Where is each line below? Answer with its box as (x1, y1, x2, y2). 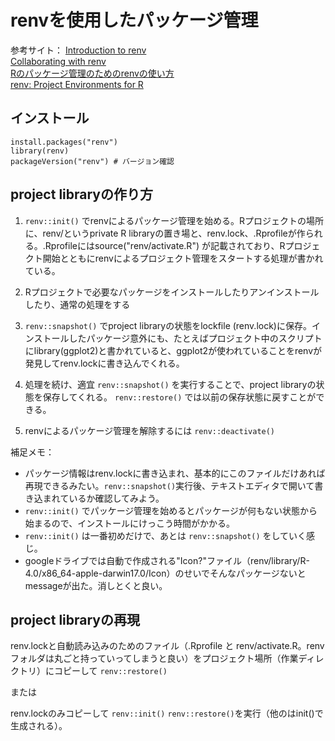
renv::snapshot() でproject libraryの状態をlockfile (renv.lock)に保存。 (24, 319, 312, 331)
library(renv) (10, 146, 70, 156)
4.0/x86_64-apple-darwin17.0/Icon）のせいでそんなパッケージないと (24, 567, 307, 579)
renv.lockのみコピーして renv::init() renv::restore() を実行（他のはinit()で (10, 707, 324, 720)
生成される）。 (10, 720, 68, 732)
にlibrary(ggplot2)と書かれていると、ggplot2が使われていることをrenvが (24, 344, 323, 356)
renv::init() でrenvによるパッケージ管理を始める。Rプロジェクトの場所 (24, 214, 325, 226)
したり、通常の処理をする (24, 298, 131, 310)
